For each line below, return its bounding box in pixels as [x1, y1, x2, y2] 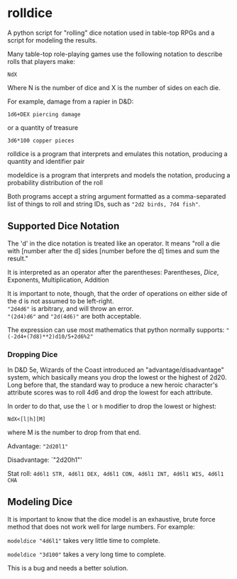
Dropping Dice [7, 349, 58, 359]
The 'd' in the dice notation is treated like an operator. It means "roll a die [7, 239, 220, 248]
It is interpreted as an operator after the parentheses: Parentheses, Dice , [7, 268, 219, 276]
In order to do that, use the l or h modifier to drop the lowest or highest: [7, 402, 216, 411]
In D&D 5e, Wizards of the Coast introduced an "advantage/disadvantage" [7, 365, 225, 374]
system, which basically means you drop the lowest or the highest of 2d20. [7, 373, 227, 382]
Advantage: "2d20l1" [7, 442, 69, 451]
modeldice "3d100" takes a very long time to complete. [7, 550, 166, 558]
